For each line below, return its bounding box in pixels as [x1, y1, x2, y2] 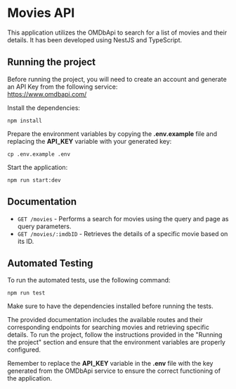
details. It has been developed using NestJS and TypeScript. [7, 35, 183, 44]
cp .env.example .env [7, 150, 71, 158]
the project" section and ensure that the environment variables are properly [7, 338, 226, 347]
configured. [7, 345, 41, 354]
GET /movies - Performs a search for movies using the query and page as [17, 214, 230, 223]
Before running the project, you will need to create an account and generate [7, 75, 227, 83]
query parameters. [17, 222, 72, 230]
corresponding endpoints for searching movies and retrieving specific [7, 323, 209, 332]
